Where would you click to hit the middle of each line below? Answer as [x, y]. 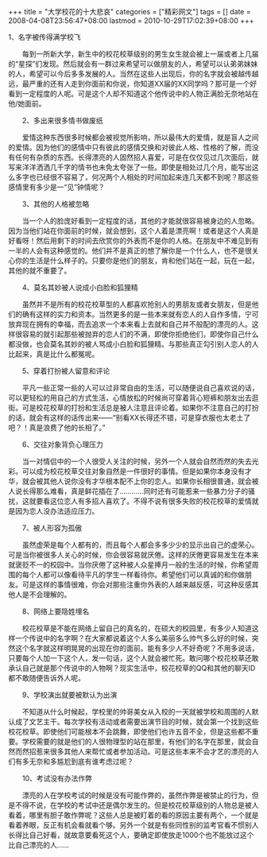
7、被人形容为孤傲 [52, 528]
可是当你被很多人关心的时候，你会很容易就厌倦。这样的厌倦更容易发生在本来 [133, 555]
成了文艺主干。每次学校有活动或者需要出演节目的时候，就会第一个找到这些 [137, 721]
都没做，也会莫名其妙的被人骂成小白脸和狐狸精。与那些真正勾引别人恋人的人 [133, 344]
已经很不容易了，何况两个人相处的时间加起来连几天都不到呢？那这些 [147, 177]
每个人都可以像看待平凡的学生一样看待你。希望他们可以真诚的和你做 [133, 574]
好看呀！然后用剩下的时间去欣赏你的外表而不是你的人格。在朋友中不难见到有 [133, 240]
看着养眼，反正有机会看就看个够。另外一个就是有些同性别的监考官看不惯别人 [133, 825]
